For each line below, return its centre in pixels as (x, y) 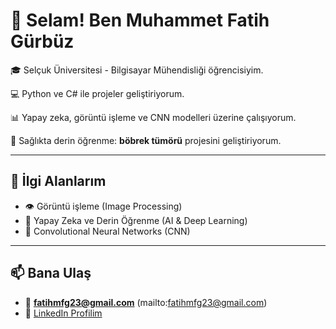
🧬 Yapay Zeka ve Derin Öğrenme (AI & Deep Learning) (136, 220)
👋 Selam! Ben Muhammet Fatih (140, 20)
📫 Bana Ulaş (51, 273)
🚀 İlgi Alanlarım (58, 181)
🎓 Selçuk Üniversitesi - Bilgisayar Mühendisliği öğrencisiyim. (137, 70)
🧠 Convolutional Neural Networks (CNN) (107, 231)
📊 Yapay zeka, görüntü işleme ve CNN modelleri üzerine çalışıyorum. (153, 117)
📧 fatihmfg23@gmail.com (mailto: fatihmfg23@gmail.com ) (146, 302)
